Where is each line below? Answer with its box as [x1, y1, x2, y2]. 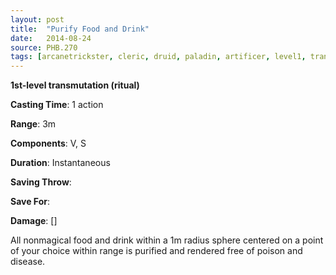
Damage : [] [10, 215, 58, 227]
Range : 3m [10, 118, 57, 130]
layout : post [10, 14, 65, 25]
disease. [10, 256, 46, 268]
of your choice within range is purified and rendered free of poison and [10, 245, 303, 257]
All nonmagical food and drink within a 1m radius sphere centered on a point [10, 234, 324, 246]
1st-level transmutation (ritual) [10, 79, 140, 91]
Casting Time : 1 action [10, 99, 104, 111]
